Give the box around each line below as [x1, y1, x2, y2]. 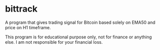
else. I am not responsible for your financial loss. [5, 39, 103, 45]
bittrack [5, 3, 38, 15]
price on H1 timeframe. [5, 24, 51, 30]
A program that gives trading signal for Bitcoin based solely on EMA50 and [5, 19, 156, 25]
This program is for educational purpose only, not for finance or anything [5, 34, 152, 40]
